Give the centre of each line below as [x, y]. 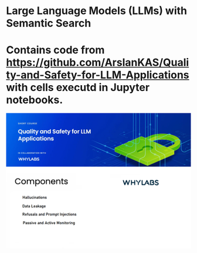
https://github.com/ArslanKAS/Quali [98, 63]
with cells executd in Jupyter [78, 88]
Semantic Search [49, 23]
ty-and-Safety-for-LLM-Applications [98, 75]
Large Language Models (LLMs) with [97, 11]
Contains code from [55, 50]
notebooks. [35, 100]
